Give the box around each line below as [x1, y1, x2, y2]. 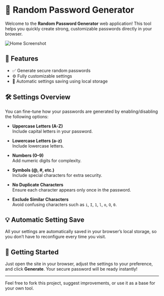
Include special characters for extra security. [12, 172, 102, 178]
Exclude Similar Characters [12, 196, 69, 202]
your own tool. [5, 285, 34, 291]
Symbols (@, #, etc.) [12, 167, 55, 173]
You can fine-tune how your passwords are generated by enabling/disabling [5, 108, 158, 114]
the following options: [5, 113, 49, 119]
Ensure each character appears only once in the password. [12, 187, 131, 192]
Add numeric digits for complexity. [12, 157, 82, 163]
